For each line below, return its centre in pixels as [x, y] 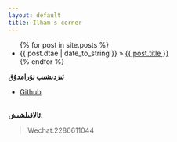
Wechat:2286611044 [61, 130]
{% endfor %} [42, 61]
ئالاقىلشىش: [25, 115]
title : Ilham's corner [45, 23]
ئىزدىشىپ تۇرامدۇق [36, 76]
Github [30, 91]
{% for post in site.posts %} [64, 44]
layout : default [34, 15]
